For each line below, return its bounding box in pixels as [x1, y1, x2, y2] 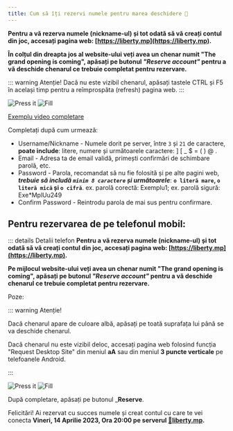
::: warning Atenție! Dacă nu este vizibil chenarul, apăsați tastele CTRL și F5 [8, 78, 224, 87]
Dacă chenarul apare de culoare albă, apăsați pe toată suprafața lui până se [8, 319, 224, 328]
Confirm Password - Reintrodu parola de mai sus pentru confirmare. [17, 198, 212, 206]
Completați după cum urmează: [8, 125, 98, 134]
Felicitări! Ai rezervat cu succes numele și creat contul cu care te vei [8, 409, 203, 417]
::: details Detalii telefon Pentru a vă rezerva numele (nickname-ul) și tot [8, 236, 217, 245]
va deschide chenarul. [8, 327, 71, 335]
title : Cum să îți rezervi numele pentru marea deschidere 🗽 [8, 10, 189, 17]
